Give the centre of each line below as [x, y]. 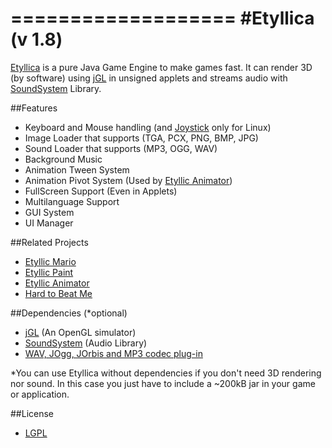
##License [32, 413]
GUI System [49, 212]
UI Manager [49, 223]
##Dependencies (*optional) [69, 313]
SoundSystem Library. [56, 88]
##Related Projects [49, 242]
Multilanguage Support [72, 201]
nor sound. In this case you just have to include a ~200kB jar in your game [163, 383]
